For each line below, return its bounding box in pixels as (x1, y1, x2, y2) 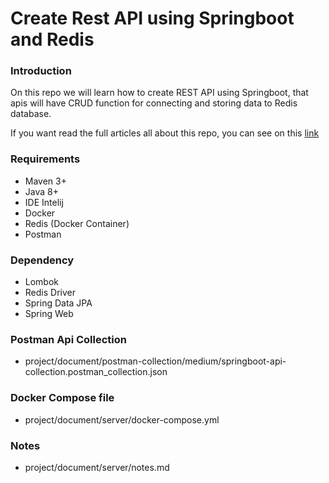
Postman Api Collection (10, 333, 127, 346)
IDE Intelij (24, 196, 64, 208)
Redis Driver (24, 287, 76, 299)
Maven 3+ (24, 175, 67, 187)
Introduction (10, 64, 72, 78)
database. (10, 108, 52, 120)
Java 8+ (24, 185, 59, 197)
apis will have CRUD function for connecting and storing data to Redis (10, 97, 298, 109)
